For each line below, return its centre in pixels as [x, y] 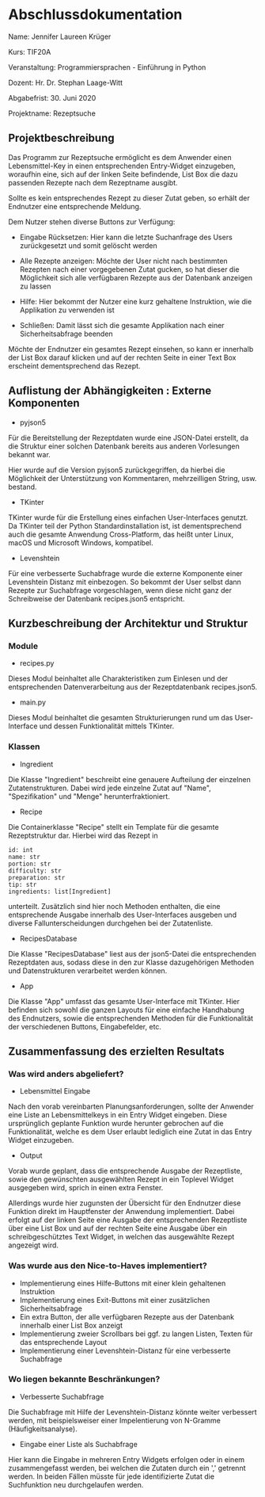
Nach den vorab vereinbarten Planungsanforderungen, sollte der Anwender [131, 1106]
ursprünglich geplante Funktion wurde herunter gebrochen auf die [116, 1124]
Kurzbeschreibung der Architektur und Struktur [128, 623]
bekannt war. [30, 454]
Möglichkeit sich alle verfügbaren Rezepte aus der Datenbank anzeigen [136, 277]
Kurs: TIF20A [30, 52]
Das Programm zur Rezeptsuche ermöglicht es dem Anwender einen [120, 157]
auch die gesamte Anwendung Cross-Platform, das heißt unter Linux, [121, 534]
